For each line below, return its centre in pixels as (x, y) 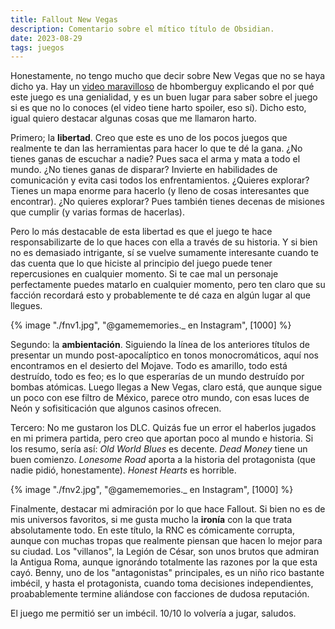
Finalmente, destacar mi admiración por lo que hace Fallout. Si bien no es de (168, 509)
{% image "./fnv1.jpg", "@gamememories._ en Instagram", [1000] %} (151, 325)
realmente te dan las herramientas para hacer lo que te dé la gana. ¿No (156, 148)
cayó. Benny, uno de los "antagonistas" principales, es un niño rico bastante (167, 573)
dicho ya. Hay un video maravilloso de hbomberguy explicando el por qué (162, 87)
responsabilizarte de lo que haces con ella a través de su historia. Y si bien (164, 242)
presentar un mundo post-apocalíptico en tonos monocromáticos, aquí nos (165, 355)
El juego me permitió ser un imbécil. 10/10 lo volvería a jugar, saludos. (153, 613)
